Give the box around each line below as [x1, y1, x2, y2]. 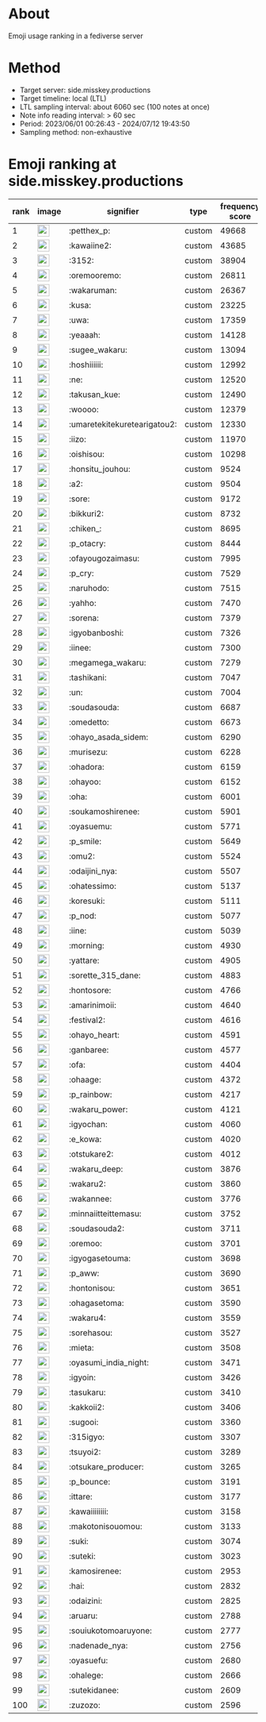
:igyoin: [68, 1372, 97, 1383]
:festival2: [68, 1014, 105, 1025]
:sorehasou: [68, 1327, 113, 1338]
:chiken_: [68, 523, 102, 534]
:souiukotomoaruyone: [68, 1625, 153, 1636]
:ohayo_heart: [68, 1029, 120, 1041]
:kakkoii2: [68, 1401, 104, 1412]
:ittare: [68, 1491, 93, 1502]
